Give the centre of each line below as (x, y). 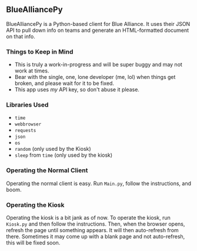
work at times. (32, 71)
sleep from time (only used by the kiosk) (64, 155)
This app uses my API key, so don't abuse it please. (77, 90)
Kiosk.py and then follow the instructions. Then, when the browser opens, (96, 224)
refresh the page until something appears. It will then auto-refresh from (93, 230)
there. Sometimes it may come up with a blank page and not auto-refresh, (96, 236)
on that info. (21, 36)
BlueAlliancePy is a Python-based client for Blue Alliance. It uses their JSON (98, 24)
